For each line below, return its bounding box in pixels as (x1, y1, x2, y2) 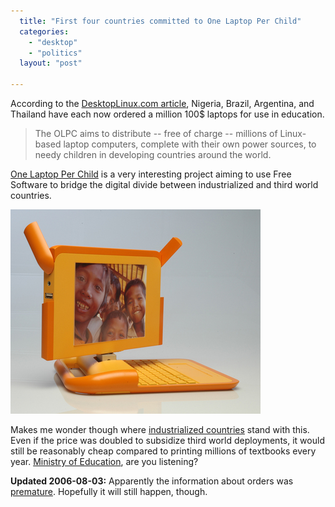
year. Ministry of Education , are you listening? (10, 456, 199, 467)
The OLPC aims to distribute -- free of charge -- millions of (34, 128, 278, 139)
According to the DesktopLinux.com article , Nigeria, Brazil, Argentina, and (10, 98, 315, 109)
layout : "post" (19, 58, 83, 69)
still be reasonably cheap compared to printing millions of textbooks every (10, 445, 317, 457)
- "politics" (28, 48, 83, 58)
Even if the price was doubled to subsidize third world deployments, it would (10, 435, 325, 446)
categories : (19, 26, 70, 37)
